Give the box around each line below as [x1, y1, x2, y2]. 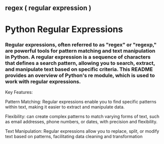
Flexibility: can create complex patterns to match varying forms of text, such [5, 113, 160, 119]
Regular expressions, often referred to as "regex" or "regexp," [5, 41, 157, 48]
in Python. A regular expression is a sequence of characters [5, 54, 151, 60]
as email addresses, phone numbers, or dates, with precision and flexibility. [5, 118, 158, 124]
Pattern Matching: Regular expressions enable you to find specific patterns [5, 98, 157, 105]
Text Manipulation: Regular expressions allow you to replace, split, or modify [5, 128, 160, 134]
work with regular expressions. [5, 78, 81, 85]
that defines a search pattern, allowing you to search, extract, [5, 59, 156, 66]
